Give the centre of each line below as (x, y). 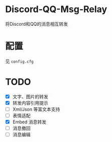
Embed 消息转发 (29, 122)
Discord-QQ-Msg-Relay (56, 9)
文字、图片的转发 (30, 97)
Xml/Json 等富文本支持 (36, 109)
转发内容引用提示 (30, 103)
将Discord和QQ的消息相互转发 (37, 24)
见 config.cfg (19, 61)
